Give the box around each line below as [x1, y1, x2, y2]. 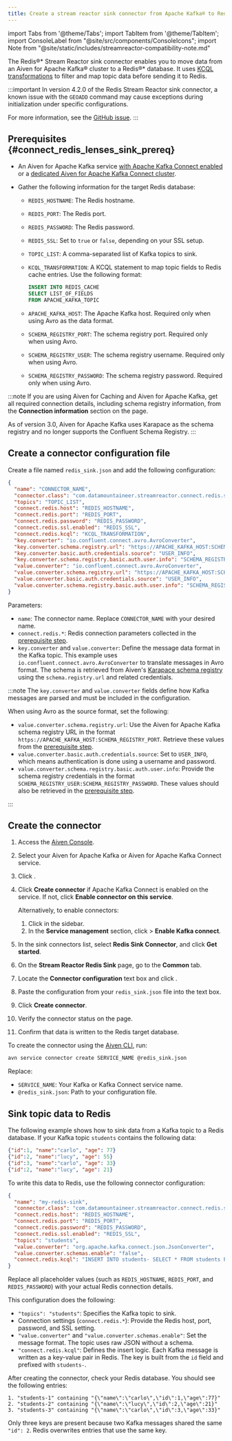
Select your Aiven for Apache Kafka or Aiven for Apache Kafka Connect [17, 851, 222, 860]
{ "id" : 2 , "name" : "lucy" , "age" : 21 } [8, 1166, 113, 1173]
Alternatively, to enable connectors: [17, 906, 119, 915]
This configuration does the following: [8, 1296, 116, 1304]
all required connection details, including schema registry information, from [8, 400, 222, 408]
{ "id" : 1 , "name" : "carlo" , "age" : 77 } [8, 1147, 116, 1154]
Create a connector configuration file [8, 447, 171, 459]
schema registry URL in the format [17, 728, 116, 736]
